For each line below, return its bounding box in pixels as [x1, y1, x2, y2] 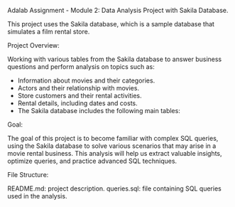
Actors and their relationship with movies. [17, 84, 140, 92]
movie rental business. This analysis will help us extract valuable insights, [7, 149, 222, 157]
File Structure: [7, 171, 49, 179]
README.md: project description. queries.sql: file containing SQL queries [7, 184, 222, 193]
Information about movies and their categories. [17, 76, 155, 85]
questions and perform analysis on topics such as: [7, 63, 155, 70]
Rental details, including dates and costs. [17, 99, 138, 107]
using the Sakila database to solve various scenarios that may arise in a [7, 142, 217, 150]
